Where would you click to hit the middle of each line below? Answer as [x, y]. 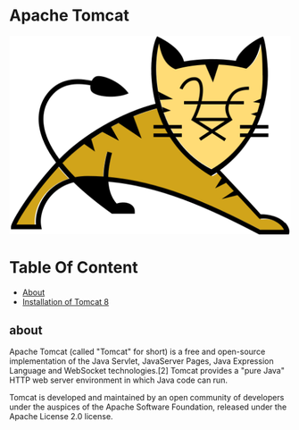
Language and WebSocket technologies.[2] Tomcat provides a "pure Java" [147, 371]
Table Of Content [74, 268]
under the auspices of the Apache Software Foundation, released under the [148, 407]
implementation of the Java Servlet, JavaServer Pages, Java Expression [141, 361]
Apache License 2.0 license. [61, 417]
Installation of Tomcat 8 [66, 302]
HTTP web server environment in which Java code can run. [118, 380]
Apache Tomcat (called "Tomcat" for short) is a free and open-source [137, 352]
